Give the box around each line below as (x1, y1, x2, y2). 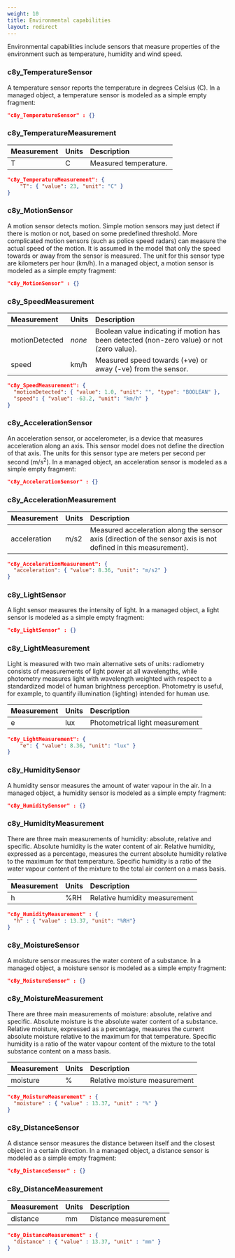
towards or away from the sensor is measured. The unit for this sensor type (7, 251, 225, 260)
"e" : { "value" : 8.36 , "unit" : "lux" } (20, 742, 136, 749)
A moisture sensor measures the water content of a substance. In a (7, 956, 201, 965)
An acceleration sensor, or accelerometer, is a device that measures (7, 434, 204, 442)
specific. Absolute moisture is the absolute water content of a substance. (7, 1017, 218, 1025)
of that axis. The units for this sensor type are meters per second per (7, 449, 206, 457)
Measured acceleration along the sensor (90, 525, 223, 534)
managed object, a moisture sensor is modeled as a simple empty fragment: (7, 964, 227, 972)
